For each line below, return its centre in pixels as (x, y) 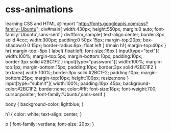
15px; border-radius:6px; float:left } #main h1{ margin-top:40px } (99, 45)
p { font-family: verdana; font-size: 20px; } (50, 124)
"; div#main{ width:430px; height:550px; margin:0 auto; (95, 29)
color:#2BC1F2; (21, 89)
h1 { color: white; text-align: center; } (44, 114)
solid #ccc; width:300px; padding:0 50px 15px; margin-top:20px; (74, 40)
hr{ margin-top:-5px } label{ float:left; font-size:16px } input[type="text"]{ (82, 51)
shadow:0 (16, 45)
